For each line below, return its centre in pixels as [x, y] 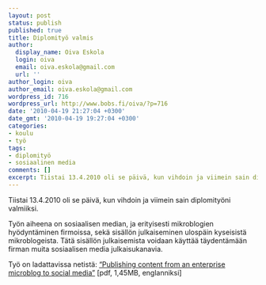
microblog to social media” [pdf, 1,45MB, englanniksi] [95, 272]
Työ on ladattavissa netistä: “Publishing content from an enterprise [117, 264]
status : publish [35, 23]
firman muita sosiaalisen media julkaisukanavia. [86, 249]
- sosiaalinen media [42, 163]
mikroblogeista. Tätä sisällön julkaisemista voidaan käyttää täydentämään [128, 240]
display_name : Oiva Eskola [60, 52]
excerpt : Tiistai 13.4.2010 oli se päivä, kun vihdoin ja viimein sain [129, 178]
